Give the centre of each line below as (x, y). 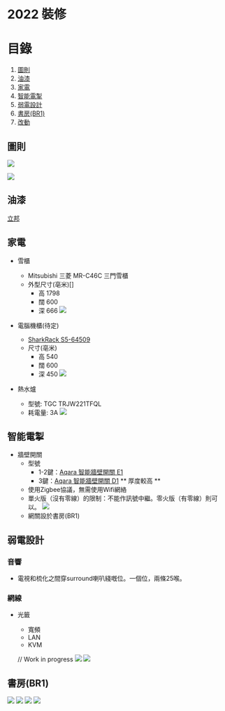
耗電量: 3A (43, 412)
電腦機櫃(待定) (38, 325)
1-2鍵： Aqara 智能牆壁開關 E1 (81, 472)
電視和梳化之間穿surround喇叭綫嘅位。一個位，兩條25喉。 (102, 579)
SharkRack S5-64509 (59, 339)
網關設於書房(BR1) (54, 516)
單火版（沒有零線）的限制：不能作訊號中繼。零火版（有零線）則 (119, 498)
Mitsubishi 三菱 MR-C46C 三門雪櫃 (78, 275)
